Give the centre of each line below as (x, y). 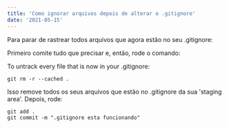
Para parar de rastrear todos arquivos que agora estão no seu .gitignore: (110, 39)
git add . (21, 111)
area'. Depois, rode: (35, 99)
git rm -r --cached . (38, 79)
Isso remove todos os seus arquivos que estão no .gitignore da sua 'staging (114, 92)
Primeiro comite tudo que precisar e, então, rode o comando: (94, 53)
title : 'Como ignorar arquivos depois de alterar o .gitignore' (101, 13)
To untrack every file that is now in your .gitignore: (79, 66)
